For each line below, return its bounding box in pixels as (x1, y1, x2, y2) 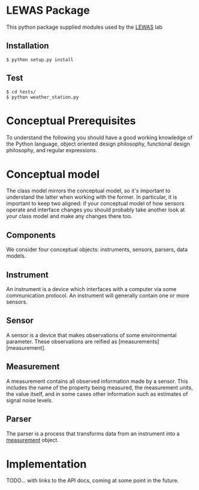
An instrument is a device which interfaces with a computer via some (6, 286, 177, 293)
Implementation (6, 457, 87, 471)
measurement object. (6, 436, 59, 443)
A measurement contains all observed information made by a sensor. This (6, 377, 188, 385)
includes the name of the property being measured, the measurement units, (6, 384, 194, 391)
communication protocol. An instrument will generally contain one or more (6, 292, 189, 300)
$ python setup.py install (6, 56, 74, 63)
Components (6, 230, 56, 240)
